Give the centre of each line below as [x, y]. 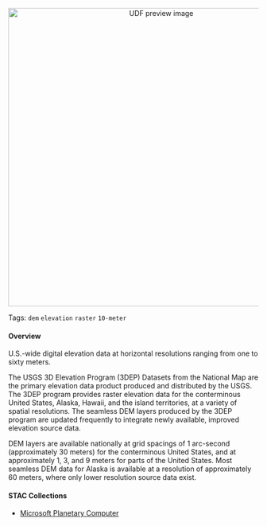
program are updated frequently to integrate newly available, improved [124, 420]
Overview [25, 336]
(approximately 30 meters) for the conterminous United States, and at [122, 452]
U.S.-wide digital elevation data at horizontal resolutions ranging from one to [133, 353]
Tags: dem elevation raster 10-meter [68, 318]
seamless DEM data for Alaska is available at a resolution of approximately [130, 469]
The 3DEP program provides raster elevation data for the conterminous [124, 395]
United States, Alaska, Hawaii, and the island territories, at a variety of [123, 403]
